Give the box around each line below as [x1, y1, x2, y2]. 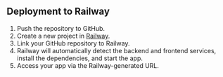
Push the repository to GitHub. [16, 24, 106, 32]
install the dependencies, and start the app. [16, 54, 144, 62]
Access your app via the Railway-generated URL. [16, 61, 160, 69]
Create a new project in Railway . [16, 31, 110, 40]
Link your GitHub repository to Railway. [16, 38, 130, 48]
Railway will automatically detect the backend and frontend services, [16, 46, 217, 55]
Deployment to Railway [6, 6, 110, 17]
